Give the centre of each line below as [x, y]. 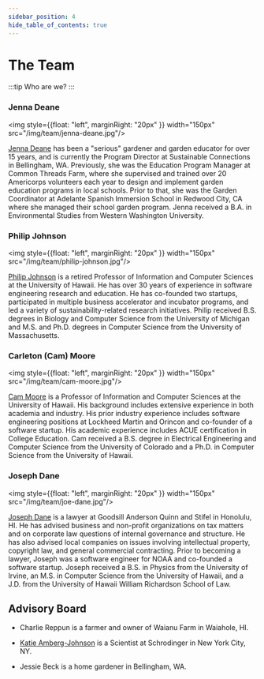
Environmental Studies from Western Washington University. [106, 215]
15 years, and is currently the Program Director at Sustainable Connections [129, 156]
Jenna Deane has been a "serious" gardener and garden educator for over [129, 148]
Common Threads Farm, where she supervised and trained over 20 [117, 173]
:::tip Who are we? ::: [41, 87]
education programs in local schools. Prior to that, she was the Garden [123, 190]
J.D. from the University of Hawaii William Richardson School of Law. [119, 583]
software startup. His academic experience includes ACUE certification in [127, 430]
